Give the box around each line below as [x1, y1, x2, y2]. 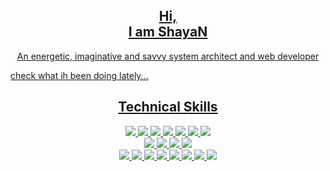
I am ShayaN [128, 24, 208, 41]
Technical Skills [118, 99, 218, 116]
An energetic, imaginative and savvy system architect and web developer [16, 50, 320, 62]
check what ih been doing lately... [10, 69, 149, 81]
